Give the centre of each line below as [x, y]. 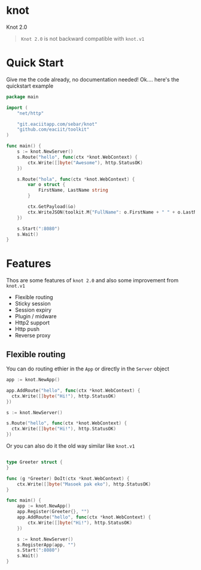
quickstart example [30, 86]
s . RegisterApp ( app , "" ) [47, 545]
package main [22, 96]
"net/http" [31, 113]
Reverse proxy [33, 336]
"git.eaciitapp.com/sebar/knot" [57, 124]
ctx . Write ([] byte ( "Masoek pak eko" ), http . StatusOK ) [84, 484]
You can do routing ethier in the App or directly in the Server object [88, 369]
